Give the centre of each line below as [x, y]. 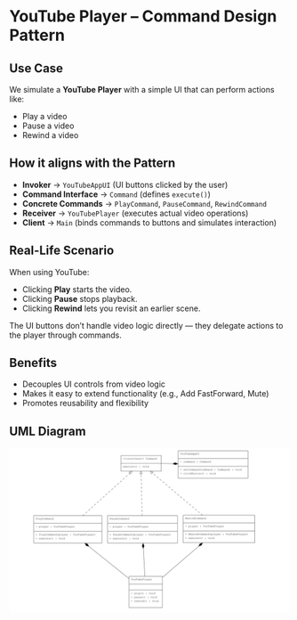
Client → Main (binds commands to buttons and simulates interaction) [149, 222]
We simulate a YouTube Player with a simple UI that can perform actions [142, 90]
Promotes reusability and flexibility [85, 404]
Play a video [44, 116]
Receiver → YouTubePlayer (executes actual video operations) [135, 213]
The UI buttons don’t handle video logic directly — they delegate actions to [146, 325]
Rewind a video [50, 135]
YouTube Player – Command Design [143, 16]
